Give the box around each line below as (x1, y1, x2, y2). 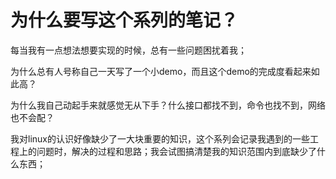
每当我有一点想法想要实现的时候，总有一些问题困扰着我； (10, 44, 247, 56)
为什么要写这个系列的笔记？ (10, 9, 239, 32)
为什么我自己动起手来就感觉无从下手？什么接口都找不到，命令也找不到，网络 (10, 99, 326, 111)
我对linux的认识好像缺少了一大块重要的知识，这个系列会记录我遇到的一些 (10, 132, 310, 145)
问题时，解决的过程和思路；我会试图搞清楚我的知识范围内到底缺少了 (36, 145, 317, 157)
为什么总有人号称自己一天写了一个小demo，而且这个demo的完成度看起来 (10, 65, 312, 77)
